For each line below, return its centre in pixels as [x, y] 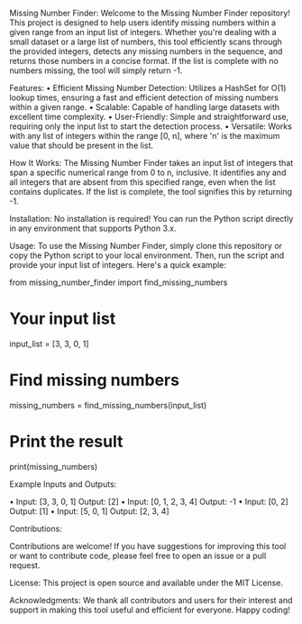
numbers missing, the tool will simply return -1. [96, 70]
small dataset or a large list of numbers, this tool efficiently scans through [146, 41]
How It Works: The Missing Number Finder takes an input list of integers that [151, 163]
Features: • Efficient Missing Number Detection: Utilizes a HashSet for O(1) [148, 88]
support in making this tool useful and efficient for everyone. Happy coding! [150, 610]
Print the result [66, 442]
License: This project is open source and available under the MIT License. [146, 583]
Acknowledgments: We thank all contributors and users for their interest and [151, 600]
